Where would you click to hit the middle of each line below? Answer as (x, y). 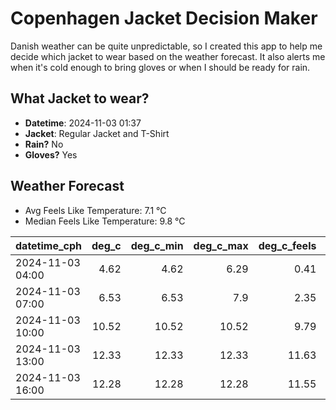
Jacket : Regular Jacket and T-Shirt (97, 133)
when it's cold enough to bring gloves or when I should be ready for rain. (160, 67)
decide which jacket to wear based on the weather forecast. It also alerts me (168, 56)
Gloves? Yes (51, 154)
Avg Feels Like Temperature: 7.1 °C (95, 210)
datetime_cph (49, 245)
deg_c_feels (287, 245)
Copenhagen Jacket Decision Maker (164, 18)
